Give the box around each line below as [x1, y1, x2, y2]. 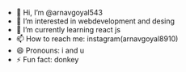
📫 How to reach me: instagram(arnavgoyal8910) [15, 34, 179, 44]
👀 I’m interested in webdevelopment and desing [15, 16, 175, 26]
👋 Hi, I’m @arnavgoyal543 [15, 8, 104, 17]
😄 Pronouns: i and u [15, 45, 85, 55]
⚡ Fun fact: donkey [15, 55, 79, 64]
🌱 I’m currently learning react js [15, 25, 121, 34]
